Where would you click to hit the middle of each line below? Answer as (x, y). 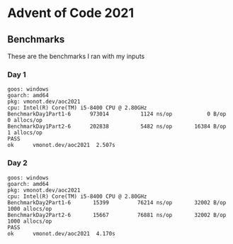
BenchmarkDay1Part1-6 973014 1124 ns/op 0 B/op (117, 114)
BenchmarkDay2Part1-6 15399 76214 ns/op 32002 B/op (117, 203)
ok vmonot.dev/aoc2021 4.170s (61, 233)
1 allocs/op (25, 133)
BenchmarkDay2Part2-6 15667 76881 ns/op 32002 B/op (117, 215)
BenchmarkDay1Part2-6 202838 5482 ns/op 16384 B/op (117, 127)
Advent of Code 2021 (71, 13)
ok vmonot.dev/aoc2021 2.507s (61, 145)
